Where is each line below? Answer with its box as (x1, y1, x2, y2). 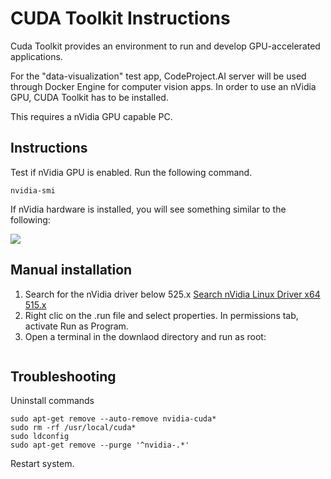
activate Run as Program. (24, 320, 129, 332)
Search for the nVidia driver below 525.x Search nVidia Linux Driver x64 (24, 288, 321, 300)
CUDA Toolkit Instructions (10, 7, 231, 30)
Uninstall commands (10, 395, 95, 407)
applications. (10, 50, 63, 62)
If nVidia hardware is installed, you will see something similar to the (10, 203, 287, 215)
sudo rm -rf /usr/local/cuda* (10, 423, 137, 433)
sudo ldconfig (10, 432, 70, 442)
